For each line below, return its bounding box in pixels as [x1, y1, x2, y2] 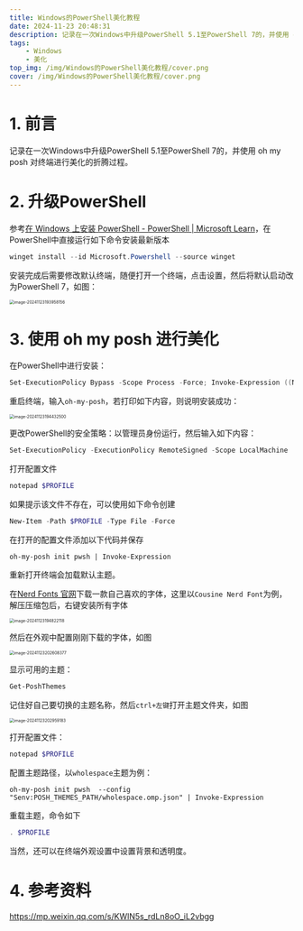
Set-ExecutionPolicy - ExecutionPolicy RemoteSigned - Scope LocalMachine [9, 446, 289, 456]
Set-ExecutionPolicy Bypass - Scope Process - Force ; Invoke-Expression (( [9, 378, 293, 388]
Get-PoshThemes [9, 682, 67, 691]
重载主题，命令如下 [9, 809, 81, 821]
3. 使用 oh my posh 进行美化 [9, 328, 219, 349]
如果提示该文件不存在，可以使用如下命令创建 [9, 499, 176, 510]
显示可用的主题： [9, 664, 73, 675]
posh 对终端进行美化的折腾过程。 [9, 156, 133, 167]
